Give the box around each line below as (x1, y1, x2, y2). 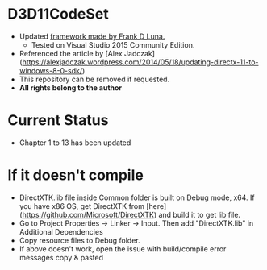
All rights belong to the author (19, 82, 123, 93)
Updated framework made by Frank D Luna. (19, 31, 165, 41)
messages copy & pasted (19, 252, 104, 262)
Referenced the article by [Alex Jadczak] (19, 48, 155, 58)
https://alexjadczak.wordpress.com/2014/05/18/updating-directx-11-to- (22, 57, 259, 67)
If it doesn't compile (7, 166, 144, 185)
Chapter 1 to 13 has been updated (19, 138, 131, 147)
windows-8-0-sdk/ (19, 65, 82, 75)
